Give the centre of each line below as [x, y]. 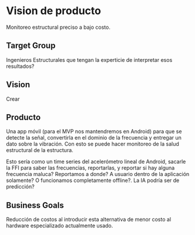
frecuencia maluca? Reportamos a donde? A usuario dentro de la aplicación [98, 174]
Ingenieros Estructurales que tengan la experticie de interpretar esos [89, 59]
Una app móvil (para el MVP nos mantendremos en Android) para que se [94, 131]
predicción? [20, 187]
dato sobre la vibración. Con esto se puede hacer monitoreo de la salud [93, 144]
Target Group [31, 46]
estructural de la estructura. [40, 150]
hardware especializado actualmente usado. [60, 226]
